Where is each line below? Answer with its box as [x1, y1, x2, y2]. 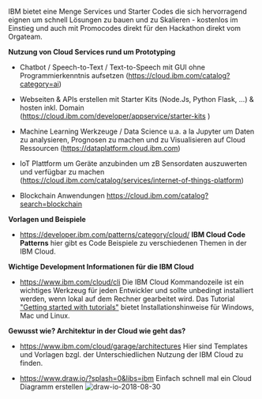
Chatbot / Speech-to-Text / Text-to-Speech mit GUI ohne [19, 62, 205, 72]
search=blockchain [19, 199, 83, 209]
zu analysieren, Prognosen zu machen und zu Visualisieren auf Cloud [19, 135, 246, 145]
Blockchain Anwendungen [19, 191, 105, 200]
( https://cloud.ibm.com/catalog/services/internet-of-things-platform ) [19, 175, 245, 185]
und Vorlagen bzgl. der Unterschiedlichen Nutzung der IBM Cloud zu [19, 350, 243, 359]
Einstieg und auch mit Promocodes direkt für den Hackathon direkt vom [8, 24, 241, 32]
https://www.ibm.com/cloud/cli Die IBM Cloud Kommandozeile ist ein [19, 277, 245, 287]
